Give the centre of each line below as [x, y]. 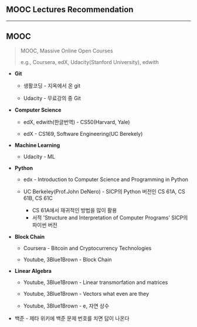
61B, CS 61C [38, 198]
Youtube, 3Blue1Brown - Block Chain [68, 259]
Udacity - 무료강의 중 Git [52, 98]
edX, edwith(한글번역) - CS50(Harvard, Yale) [77, 122]
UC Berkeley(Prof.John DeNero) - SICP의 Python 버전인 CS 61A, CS [104, 191]
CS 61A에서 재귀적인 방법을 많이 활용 [74, 210]
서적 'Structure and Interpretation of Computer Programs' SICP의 [110, 218]
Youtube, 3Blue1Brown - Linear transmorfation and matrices [96, 282]
